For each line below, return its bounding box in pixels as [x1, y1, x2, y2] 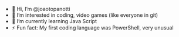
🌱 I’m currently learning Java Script [11, 18, 97, 24]
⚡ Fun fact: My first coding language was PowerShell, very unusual [11, 24, 174, 31]
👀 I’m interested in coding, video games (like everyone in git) [11, 12, 158, 18]
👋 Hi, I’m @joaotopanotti [11, 6, 70, 12]
